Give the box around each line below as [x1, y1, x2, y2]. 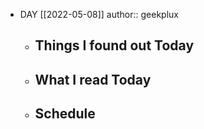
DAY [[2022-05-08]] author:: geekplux [19, 9, 179, 20]
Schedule [34, 105, 96, 123]
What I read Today [34, 71, 152, 88]
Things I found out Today [34, 37, 195, 54]
